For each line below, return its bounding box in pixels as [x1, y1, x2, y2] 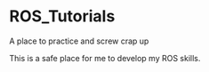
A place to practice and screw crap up [9, 36, 149, 46]
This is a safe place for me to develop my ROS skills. [9, 52, 201, 63]
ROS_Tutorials [9, 6, 116, 27]
